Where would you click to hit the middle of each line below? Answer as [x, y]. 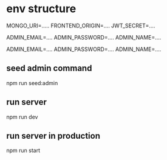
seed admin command [49, 68]
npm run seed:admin [32, 83]
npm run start [23, 150]
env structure [41, 9]
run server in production [53, 136]
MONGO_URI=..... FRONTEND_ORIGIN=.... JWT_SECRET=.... [81, 26]
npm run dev [22, 117]
